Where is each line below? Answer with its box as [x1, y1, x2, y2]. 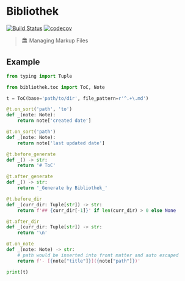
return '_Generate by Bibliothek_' [17, 185, 108, 191]
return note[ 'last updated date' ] [17, 140, 105, 146]
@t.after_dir [6, 219, 40, 225]
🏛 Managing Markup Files [21, 37, 89, 44]
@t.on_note [6, 241, 34, 247]
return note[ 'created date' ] [17, 118, 92, 124]
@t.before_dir [6, 196, 43, 202]
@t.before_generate [6, 151, 56, 157]
